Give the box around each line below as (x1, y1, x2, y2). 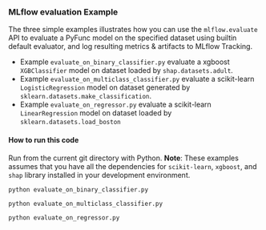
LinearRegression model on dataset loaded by (19, 108, 172, 118)
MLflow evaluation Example (8, 6, 119, 18)
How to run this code (8, 135, 79, 144)
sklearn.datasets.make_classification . (19, 91, 152, 101)
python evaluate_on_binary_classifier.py (8, 185, 149, 194)
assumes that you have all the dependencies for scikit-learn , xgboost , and (8, 161, 257, 171)
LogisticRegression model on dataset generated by (19, 83, 191, 92)
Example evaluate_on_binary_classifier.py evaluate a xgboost (19, 57, 230, 67)
